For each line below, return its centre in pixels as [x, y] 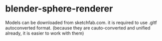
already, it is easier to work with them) [45, 33]
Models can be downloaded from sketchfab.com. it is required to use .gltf [81, 22]
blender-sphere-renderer [59, 9]
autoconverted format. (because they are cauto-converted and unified [78, 27]
